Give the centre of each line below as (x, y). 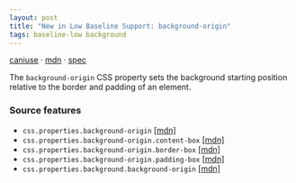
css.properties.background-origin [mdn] (99, 130)
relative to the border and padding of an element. (100, 87)
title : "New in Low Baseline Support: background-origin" (120, 26)
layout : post (34, 18)
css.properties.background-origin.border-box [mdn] (121, 149)
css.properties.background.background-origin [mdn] (121, 169)
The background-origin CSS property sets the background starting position (148, 78)
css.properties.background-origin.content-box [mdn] (123, 140)
